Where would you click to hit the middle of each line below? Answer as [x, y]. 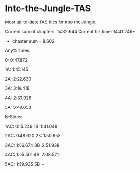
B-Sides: [14, 117]
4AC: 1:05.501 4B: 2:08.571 [32, 154]
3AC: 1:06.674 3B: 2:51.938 [32, 145]
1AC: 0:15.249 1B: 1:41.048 [31, 126]
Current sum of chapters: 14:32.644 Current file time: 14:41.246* [70, 31]
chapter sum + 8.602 [33, 41]
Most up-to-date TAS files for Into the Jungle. [51, 22]
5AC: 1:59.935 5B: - [25, 164]
